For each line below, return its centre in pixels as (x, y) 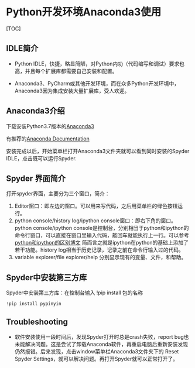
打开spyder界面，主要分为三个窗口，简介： (58, 194)
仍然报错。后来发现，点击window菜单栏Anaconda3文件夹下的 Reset (97, 351)
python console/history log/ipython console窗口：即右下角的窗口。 (95, 221)
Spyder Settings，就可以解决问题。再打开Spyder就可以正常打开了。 (96, 359)
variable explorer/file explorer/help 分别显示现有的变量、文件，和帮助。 (100, 257)
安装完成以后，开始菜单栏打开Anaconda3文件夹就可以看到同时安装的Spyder (98, 151)
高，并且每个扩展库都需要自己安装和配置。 (66, 71)
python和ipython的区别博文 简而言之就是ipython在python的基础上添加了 (102, 243)
